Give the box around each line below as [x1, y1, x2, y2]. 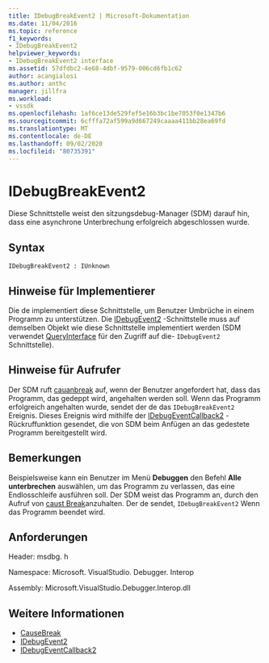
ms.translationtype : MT [8, 125, 89, 133]
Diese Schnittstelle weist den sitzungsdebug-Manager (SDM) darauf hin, [8, 209, 250, 218]
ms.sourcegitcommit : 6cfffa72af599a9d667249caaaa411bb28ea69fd [8, 117, 226, 125]
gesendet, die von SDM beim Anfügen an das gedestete [63, 419, 250, 429]
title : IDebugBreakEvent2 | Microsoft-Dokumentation [8, 11, 190, 20]
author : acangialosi [8, 72, 78, 80]
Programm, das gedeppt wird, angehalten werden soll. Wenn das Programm [8, 393, 261, 403]
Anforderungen [8, 530, 88, 544]
